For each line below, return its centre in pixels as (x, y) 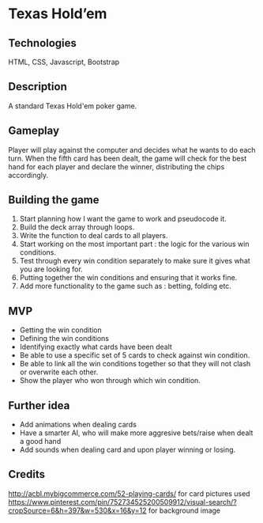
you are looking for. (51, 269)
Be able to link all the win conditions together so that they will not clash (135, 364)
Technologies (43, 43)
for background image (184, 510)
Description (38, 87)
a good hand (40, 442)
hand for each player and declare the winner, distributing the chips (116, 166)
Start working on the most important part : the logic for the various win (134, 244)
